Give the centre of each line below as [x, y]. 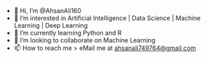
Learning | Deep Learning [51, 25]
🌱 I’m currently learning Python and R [68, 33]
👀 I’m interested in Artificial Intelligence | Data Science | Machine [107, 18]
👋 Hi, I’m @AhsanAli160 [48, 11]
